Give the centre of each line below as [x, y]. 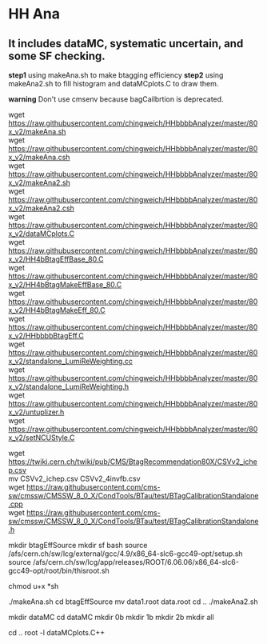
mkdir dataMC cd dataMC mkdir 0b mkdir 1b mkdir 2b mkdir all [111, 617]
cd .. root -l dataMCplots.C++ [57, 632]
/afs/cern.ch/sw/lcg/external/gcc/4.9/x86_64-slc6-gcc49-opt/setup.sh [126, 554]
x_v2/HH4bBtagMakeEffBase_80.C [65, 284]
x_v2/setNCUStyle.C [42, 438]
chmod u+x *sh [34, 586]
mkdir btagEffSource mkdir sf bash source [78, 545]
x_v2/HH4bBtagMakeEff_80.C [57, 310]
